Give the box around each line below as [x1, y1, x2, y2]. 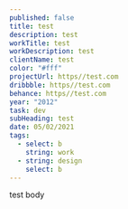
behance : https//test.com [9, 89, 106, 98]
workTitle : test [9, 38, 70, 48]
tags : [9, 131, 30, 140]
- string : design [17, 156, 83, 166]
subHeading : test [9, 114, 75, 123]
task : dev [9, 106, 47, 115]
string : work [25, 147, 75, 157]
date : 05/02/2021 [9, 123, 75, 132]
